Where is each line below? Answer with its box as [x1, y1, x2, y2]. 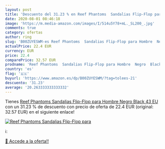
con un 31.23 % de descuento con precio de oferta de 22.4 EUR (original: [5, 104, 154, 110]
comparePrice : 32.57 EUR [5, 58, 56, 62]
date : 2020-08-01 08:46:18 [5, 16, 60, 21]
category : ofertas [5, 30, 43, 35]
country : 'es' [5, 67, 34, 72]
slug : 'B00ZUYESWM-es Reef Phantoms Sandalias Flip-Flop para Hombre [5, 39, 153, 44]
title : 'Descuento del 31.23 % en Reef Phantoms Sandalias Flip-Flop [5, 12, 153, 17]
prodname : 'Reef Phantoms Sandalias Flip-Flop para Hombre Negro [5, 62, 146, 67]
